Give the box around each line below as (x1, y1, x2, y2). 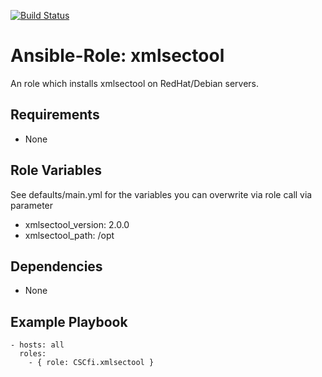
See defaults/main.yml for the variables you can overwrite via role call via (10, 188, 313, 200)
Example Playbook (10, 313, 128, 330)
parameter (10, 199, 54, 211)
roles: (19, 349, 47, 359)
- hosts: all (10, 340, 65, 350)
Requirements (10, 106, 100, 124)
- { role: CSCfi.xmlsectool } (28, 358, 155, 368)
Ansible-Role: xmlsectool (10, 45, 225, 67)
